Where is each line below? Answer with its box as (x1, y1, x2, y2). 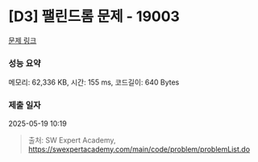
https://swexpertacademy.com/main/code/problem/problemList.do (27, 144, 251, 154)
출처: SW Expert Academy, (27, 135, 116, 145)
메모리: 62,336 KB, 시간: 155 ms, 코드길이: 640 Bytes (8, 77, 180, 87)
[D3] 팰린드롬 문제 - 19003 (8, 7, 180, 26)
